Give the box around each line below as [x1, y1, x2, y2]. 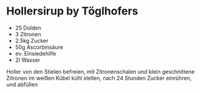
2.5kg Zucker [15, 37, 49, 44]
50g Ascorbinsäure [15, 43, 64, 51]
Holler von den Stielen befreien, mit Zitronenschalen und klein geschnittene [6, 68, 195, 75]
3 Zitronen [15, 30, 41, 37]
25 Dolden [15, 24, 41, 31]
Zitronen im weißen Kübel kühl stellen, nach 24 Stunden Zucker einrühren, [6, 74, 192, 82]
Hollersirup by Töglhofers [6, 4, 138, 18]
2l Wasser [15, 56, 41, 63]
